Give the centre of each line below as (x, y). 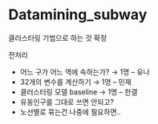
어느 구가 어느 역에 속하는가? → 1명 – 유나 (85, 72)
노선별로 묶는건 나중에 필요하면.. (70, 112)
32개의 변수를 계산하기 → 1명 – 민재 (76, 82)
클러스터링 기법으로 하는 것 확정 (58, 38)
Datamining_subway (78, 15)
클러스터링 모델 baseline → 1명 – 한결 (79, 92)
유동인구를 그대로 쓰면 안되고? (67, 102)
